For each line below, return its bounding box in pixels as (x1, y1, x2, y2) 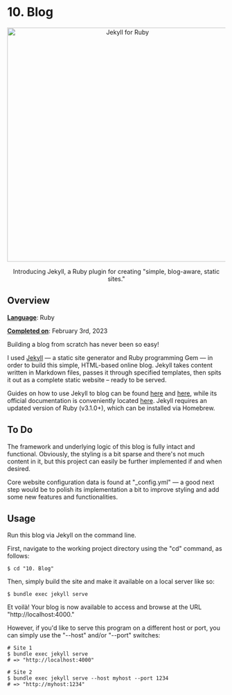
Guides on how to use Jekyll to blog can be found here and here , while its (7, 389, 217, 397)
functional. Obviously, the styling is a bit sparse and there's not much (7, 449, 205, 458)
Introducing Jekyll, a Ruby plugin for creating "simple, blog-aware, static (12, 267, 220, 275)
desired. (7, 464, 31, 472)
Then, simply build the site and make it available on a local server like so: (7, 577, 215, 586)
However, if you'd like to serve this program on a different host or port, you (7, 624, 220, 632)
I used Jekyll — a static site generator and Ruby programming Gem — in (7, 353, 213, 361)
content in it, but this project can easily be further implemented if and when (7, 457, 222, 465)
